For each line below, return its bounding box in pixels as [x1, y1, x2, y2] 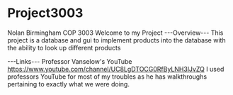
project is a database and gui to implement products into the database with [7, 35, 226, 44]
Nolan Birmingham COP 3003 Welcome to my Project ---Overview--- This [7, 28, 224, 37]
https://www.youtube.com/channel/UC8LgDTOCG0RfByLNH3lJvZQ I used [7, 65, 225, 73]
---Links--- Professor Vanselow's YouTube [7, 57, 132, 65]
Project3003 [7, 5, 84, 21]
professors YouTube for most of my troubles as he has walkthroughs [7, 72, 208, 81]
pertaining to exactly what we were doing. [7, 79, 130, 88]
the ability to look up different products [7, 43, 121, 52]
